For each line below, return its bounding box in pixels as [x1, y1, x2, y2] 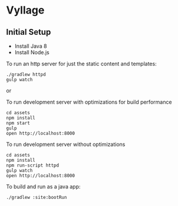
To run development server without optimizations [6, 141, 126, 148]
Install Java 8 [14, 42, 47, 49]
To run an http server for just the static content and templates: [6, 60, 157, 67]
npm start [6, 120, 31, 126]
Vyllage [6, 4, 45, 17]
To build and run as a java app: [6, 183, 81, 190]
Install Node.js [14, 49, 50, 56]
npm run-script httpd [6, 162, 60, 168]
